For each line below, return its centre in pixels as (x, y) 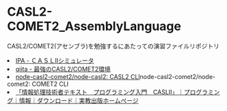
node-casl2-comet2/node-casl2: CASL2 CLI (78, 76)
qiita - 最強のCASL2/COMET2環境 (63, 69)
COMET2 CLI (50, 84)
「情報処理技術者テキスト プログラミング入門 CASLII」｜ (100, 92)
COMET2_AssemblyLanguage (94, 26)
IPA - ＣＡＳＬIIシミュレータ (55, 60)
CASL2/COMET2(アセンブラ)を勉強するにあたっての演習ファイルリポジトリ (113, 46)
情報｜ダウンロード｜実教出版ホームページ (79, 100)
